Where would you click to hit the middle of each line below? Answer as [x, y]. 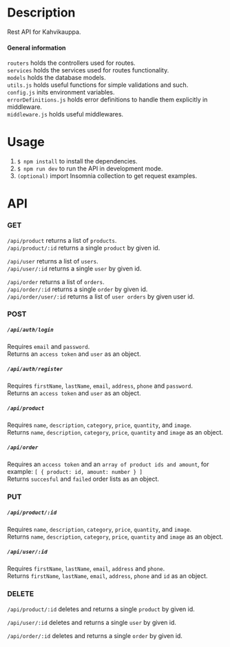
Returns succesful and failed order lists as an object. [83, 479]
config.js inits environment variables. [61, 92]
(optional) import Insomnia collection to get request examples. [107, 176]
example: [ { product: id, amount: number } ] [75, 472]
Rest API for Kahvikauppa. [44, 32]
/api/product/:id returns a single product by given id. [84, 248]
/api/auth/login [30, 330]
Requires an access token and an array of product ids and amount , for [108, 464]
